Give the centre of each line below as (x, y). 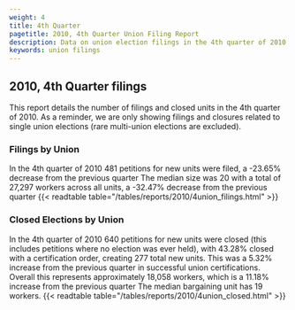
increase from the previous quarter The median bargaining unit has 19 (136, 286)
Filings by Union (45, 149)
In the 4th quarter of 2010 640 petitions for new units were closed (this (138, 239)
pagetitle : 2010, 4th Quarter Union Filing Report (104, 34)
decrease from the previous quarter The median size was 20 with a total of (145, 178)
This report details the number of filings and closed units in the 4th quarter (145, 107)
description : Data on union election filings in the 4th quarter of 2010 (148, 42)
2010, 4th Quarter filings (78, 86)
